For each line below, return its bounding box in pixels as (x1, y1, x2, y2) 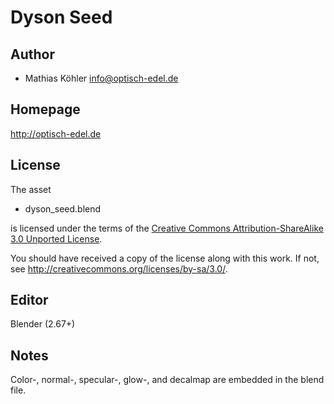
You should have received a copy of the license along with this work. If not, (10, 252, 320, 264)
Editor (10, 292, 49, 309)
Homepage (10, 101, 81, 118)
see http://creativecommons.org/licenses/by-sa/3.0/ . (10, 262, 228, 275)
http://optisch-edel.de (10, 127, 102, 140)
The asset (10, 183, 52, 195)
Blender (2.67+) (10, 318, 76, 330)
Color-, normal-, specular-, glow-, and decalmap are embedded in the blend (10, 374, 325, 386)
